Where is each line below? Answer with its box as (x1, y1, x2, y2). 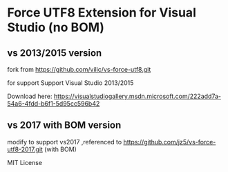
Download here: (7, 92, 53, 100)
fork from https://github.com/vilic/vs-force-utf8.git (7, 66, 151, 73)
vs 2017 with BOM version (7, 120, 122, 131)
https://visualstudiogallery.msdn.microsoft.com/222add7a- (53, 92, 221, 100)
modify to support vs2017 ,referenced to (7, 137, 122, 146)
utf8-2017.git (7, 145, 44, 153)
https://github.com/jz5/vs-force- (123, 137, 216, 146)
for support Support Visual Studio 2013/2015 (7, 79, 134, 87)
